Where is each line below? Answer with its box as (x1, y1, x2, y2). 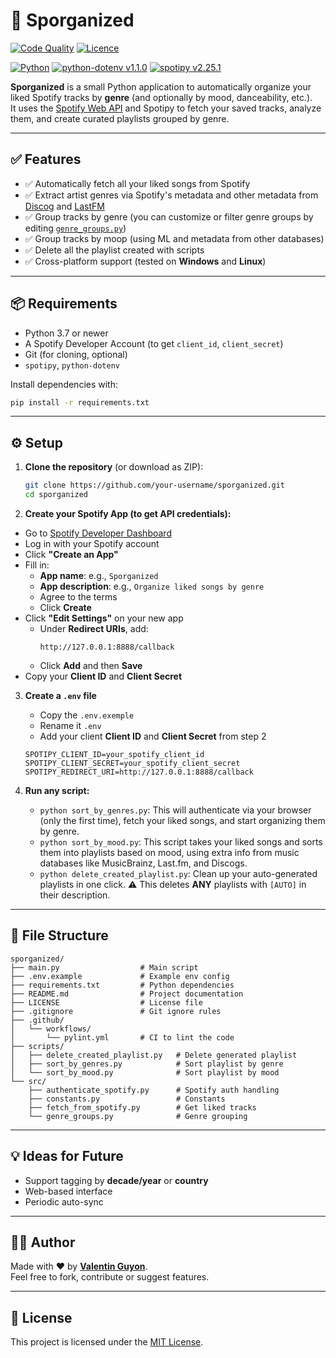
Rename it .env (39, 720, 102, 731)
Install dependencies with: (10, 378, 119, 390)
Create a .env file (24, 690, 97, 701)
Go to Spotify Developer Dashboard (24, 527, 172, 539)
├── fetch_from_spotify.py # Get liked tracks (28, 1102, 257, 1113)
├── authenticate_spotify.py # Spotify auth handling (28, 1085, 280, 1095)
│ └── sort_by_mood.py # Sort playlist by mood (10, 1067, 280, 1078)
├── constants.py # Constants (28, 1094, 226, 1104)
